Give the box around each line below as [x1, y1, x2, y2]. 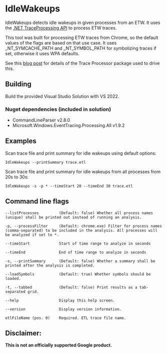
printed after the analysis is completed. [5, 263, 95, 268]
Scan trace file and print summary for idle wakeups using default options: [5, 150, 156, 156]
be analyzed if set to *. [5, 232, 59, 237]
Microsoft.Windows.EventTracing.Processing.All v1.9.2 [12, 122, 125, 128]
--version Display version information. [5, 306, 122, 311]
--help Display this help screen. [5, 298, 115, 303]
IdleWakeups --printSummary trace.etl [5, 159, 86, 165]
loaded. [5, 276, 21, 281]
